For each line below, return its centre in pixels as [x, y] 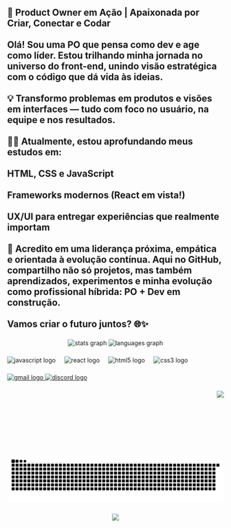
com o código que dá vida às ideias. [85, 77]
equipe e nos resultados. [61, 120]
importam [29, 228]
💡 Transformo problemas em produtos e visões [110, 99]
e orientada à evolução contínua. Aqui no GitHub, [114, 260]
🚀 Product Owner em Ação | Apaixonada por [103, 13]
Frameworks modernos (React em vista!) [96, 196]
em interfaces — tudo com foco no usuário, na [108, 110]
